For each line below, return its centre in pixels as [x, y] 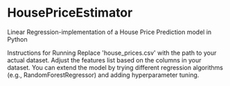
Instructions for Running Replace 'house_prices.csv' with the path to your [112, 53]
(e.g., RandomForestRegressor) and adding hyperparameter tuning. [103, 75]
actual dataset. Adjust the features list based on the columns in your [104, 60]
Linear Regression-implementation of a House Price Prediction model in [109, 32]
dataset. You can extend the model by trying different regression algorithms [115, 67]
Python [17, 39]
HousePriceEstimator [70, 13]
